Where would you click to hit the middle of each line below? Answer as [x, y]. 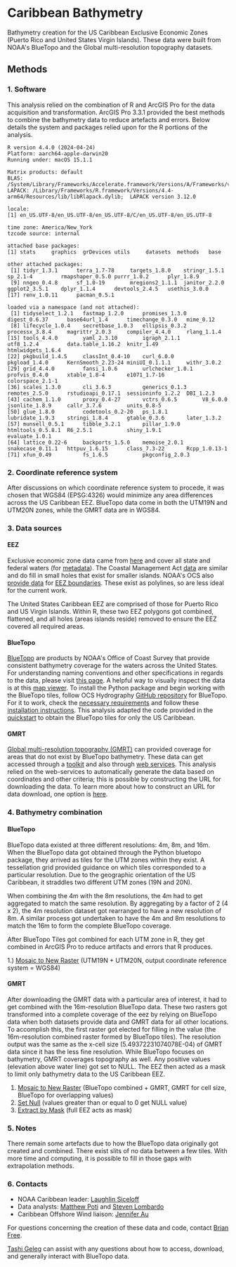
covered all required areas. [46, 626]
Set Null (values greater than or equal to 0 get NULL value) [102, 1102]
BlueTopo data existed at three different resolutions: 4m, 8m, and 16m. [109, 845]
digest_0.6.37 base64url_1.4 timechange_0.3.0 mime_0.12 [111, 320]
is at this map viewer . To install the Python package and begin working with [116, 688]
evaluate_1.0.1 [29, 436]
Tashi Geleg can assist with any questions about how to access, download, [116, 1249]
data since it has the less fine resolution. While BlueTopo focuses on [106, 1051]
